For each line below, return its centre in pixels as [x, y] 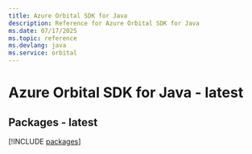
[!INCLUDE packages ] [45, 142]
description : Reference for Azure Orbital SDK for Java [104, 23]
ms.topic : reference [43, 38]
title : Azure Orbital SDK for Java [68, 16]
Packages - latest [53, 122]
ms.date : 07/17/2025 [43, 30]
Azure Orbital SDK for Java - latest [126, 93]
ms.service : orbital [43, 53]
